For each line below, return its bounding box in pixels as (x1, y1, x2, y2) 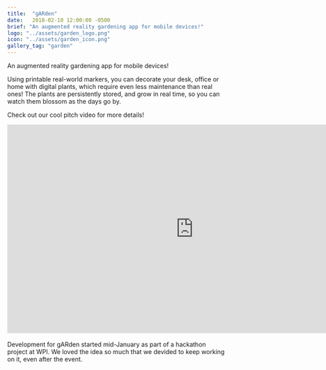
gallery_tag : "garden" (7, 42, 73, 49)
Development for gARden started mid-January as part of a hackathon (7, 340, 207, 348)
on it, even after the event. (7, 355, 83, 363)
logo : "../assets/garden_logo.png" (7, 29, 111, 37)
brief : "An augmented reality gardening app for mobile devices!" (7, 23, 204, 30)
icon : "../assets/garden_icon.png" (7, 36, 111, 43)
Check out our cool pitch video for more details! (7, 111, 145, 119)
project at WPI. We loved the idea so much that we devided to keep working (7, 348, 225, 355)
